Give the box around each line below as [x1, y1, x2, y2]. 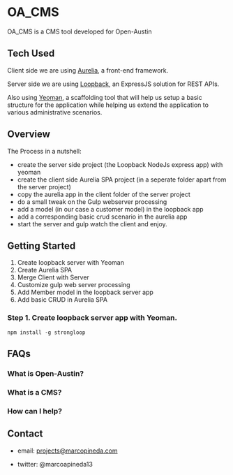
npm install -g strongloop [7, 329, 86, 336]
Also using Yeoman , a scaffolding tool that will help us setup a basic [7, 93, 202, 101]
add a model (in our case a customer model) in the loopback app [17, 205, 204, 213]
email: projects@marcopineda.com [17, 446, 118, 455]
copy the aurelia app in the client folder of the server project [17, 190, 190, 198]
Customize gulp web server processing [17, 281, 130, 289]
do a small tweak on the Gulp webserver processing [17, 197, 167, 206]
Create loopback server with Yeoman [17, 258, 124, 267]
